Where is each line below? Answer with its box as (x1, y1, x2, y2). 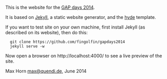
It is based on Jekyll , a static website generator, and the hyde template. (5, 14, 156, 20)
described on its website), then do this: (5, 30, 88, 35)
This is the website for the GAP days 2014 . (5, 5, 95, 10)
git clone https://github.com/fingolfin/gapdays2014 (10, 39, 125, 44)
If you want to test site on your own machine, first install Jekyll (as (5, 24, 145, 30)
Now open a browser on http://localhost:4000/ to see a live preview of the (5, 53, 162, 59)
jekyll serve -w (10, 44, 45, 49)
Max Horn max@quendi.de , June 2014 (5, 68, 87, 74)
